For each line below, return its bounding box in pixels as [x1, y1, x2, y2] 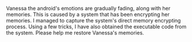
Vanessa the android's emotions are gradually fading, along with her [6, 5, 171, 12]
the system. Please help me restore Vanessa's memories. [6, 29, 145, 36]
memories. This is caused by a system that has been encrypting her [6, 11, 170, 18]
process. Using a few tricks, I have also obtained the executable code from [6, 23, 187, 30]
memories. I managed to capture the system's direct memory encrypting [6, 17, 181, 24]
